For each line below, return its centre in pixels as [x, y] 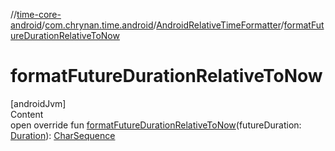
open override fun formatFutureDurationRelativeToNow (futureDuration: [156, 125]
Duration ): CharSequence [63, 135]
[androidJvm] [38, 103]
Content [27, 114]
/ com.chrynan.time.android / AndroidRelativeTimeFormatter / [163, 25]
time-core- [39, 14]
